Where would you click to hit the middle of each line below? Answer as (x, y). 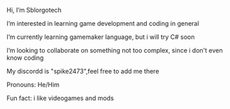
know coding (25, 58)
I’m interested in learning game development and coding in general (103, 23)
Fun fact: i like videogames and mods (60, 98)
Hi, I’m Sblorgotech (34, 10)
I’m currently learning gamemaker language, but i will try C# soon (101, 37)
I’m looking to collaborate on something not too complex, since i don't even (115, 50)
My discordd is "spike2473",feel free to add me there (83, 71)
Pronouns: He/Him (33, 85)
